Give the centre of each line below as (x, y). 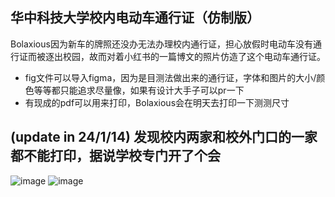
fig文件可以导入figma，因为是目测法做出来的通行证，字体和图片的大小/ (170, 77)
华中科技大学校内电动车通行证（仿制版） (135, 18)
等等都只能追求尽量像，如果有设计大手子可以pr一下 (139, 90)
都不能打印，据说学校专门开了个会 (115, 156)
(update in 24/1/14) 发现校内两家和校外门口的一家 (164, 137)
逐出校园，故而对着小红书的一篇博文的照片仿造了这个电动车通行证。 (185, 56)
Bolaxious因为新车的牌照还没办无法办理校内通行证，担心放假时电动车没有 (161, 44)
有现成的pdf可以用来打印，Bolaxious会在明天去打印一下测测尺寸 (157, 102)
